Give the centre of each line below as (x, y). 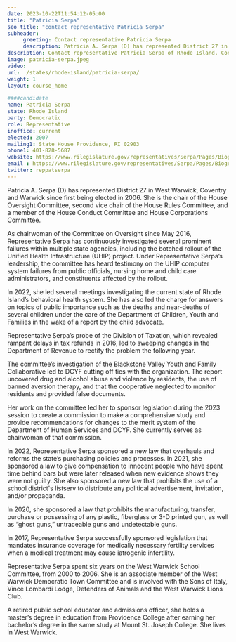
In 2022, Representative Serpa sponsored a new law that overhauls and (111, 451)
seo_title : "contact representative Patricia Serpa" (86, 27)
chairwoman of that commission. (54, 437)
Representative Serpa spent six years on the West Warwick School (104, 566)
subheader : (23, 33)
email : (19, 164)
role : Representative (39, 124)
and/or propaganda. (36, 495)
